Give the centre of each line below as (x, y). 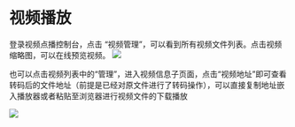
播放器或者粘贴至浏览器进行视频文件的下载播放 (102, 96)
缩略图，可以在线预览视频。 (60, 55)
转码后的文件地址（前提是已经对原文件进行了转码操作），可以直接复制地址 (143, 85)
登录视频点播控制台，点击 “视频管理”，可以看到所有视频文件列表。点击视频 (146, 44)
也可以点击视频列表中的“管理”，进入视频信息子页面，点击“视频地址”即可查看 (148, 74)
